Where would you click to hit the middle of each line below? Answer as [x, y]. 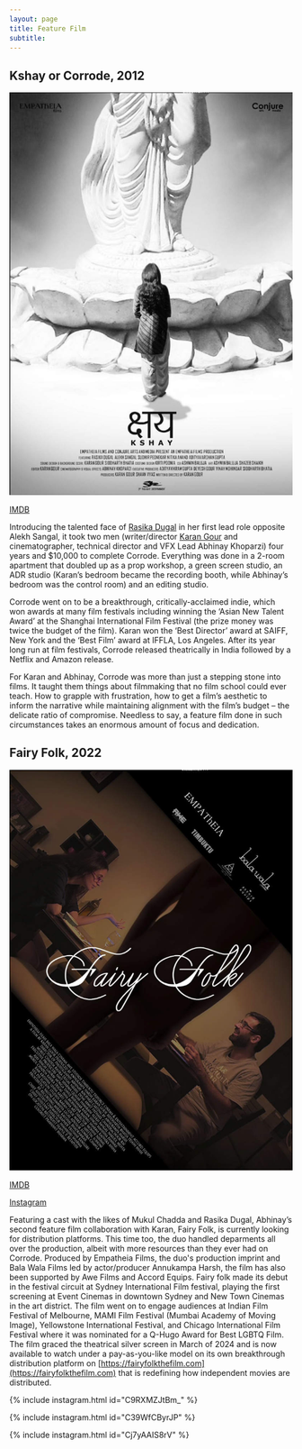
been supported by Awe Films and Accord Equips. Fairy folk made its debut [149, 1277]
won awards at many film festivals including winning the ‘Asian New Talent [147, 611]
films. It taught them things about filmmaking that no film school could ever [148, 686]
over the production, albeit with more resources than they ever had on [139, 1248]
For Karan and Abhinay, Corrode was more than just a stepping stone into [145, 677]
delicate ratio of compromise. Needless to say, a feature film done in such [146, 715]
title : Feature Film [48, 28]
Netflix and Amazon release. [62, 659]
